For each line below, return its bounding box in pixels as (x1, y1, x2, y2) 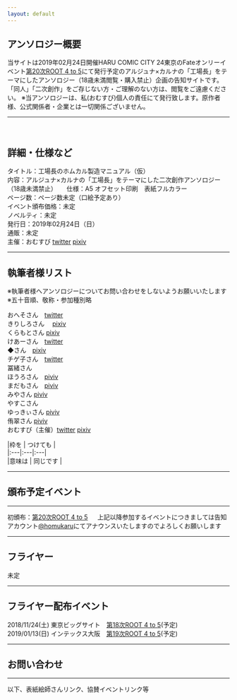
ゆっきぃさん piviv (7, 408, 60, 417)
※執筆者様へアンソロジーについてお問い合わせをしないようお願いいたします (7, 287, 227, 295)
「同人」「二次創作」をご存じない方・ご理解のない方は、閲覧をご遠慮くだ (7, 85, 221, 93)
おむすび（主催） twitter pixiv (7, 425, 91, 434)
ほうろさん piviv (7, 372, 59, 381)
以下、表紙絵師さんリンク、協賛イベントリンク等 (7, 685, 150, 694)
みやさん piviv (7, 390, 48, 399)
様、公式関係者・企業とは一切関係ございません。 (7, 102, 150, 111)
